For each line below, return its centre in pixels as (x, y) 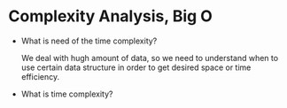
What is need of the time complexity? (89, 41)
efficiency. (40, 76)
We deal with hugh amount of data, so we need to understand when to (150, 58)
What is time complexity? (67, 94)
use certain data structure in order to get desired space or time (136, 67)
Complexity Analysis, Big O (111, 16)
